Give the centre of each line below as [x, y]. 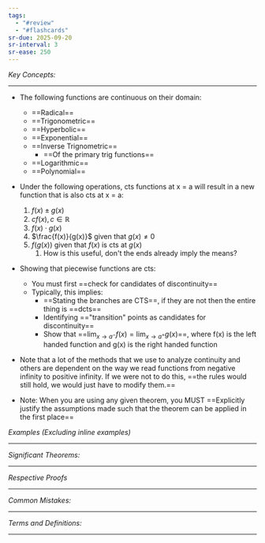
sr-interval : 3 [33, 45]
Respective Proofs [38, 477]
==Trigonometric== [63, 121]
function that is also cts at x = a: [71, 195]
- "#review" [35, 23]
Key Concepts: [32, 75]
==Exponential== [60, 138]
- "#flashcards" [42, 30]
